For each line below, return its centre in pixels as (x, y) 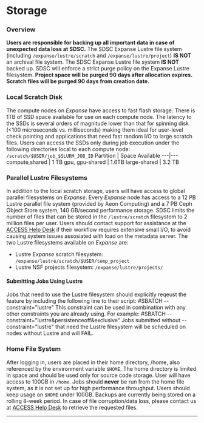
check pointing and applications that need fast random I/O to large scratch (99, 136)
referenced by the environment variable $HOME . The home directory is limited (101, 368)
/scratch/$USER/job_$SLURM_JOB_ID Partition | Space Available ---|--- (92, 155)
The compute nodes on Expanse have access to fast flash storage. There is (101, 110)
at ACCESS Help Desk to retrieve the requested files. (72, 407)
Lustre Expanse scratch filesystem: (59, 254)
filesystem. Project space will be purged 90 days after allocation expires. (100, 75)
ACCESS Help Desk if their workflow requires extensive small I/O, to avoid (99, 230)
